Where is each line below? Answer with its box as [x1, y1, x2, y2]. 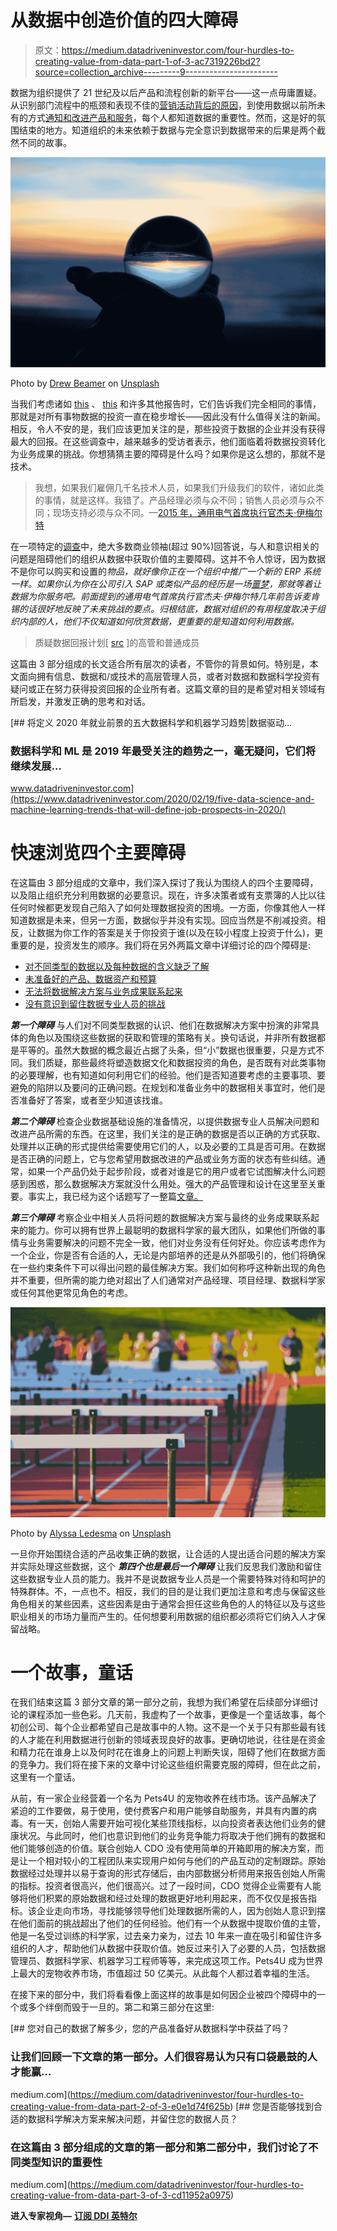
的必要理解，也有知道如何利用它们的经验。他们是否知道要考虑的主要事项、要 [10, 1069, 326, 1081]
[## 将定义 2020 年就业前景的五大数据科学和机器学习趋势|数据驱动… [10, 716, 293, 728]
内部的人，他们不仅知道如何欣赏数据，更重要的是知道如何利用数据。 [18, 615, 300, 627]
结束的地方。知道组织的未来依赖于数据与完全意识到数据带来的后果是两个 [18, 124, 317, 136]
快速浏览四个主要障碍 [10, 842, 187, 865]
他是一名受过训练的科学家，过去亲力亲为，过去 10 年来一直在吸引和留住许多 [10, 1930, 323, 1942]
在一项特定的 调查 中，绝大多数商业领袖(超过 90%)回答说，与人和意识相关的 [10, 540, 320, 552]
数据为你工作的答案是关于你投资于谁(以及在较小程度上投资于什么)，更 [36, 926, 324, 938]
